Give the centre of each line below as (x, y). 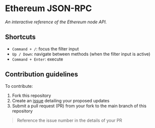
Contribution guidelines (42, 74)
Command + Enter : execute (38, 59)
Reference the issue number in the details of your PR (70, 120)
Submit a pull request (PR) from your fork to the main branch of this (79, 106)
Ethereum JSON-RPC (48, 8)
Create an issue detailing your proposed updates (61, 100)
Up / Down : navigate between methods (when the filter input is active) (81, 54)
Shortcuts (20, 37)
